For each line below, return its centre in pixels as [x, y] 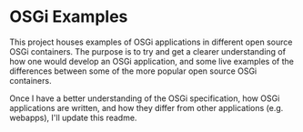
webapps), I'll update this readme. [73, 117]
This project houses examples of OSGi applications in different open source [151, 42]
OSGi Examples [69, 17]
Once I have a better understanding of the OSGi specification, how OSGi [145, 98]
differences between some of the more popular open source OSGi [133, 71]
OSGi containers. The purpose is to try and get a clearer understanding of [148, 51]
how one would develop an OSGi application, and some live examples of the [151, 61]
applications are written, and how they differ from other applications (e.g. [146, 107]
